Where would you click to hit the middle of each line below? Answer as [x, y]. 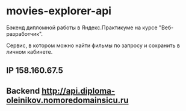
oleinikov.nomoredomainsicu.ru [67, 100]
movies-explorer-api [59, 11]
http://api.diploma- [78, 91]
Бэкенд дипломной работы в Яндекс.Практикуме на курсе [82, 27]
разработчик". [25, 33]
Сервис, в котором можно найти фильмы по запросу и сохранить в [93, 45]
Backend [23, 91]
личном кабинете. [29, 51]
